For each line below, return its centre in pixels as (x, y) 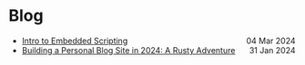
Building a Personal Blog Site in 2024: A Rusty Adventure (128, 50)
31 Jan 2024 (272, 50)
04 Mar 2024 (271, 41)
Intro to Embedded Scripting (75, 41)
